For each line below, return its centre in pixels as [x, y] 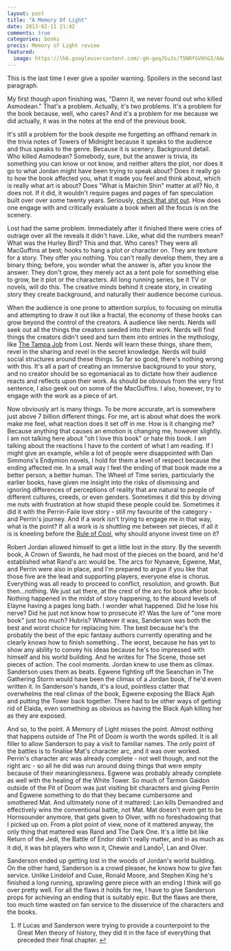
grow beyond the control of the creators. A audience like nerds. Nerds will [112, 322]
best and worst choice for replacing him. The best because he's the [103, 627]
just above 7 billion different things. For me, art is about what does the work [114, 416]
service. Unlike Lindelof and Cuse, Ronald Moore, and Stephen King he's [110, 875]
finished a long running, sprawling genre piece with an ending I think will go [114, 883]
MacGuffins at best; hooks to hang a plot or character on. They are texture [112, 250]
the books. [22, 912]
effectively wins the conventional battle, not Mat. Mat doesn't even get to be [115, 810]
